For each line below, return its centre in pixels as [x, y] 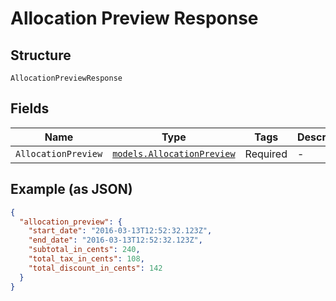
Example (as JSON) [71, 189]
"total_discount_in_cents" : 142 [95, 268]
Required [266, 154]
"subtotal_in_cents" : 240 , [84, 250]
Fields [30, 108]
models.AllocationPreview [174, 153]
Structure [41, 55]
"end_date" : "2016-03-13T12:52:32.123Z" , [115, 240]
